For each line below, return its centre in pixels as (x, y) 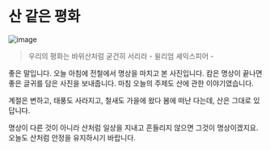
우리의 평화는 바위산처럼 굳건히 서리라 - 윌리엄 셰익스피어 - (121, 56)
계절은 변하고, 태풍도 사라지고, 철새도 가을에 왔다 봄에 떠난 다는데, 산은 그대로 (130, 100)
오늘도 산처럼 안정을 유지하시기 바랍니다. (72, 137)
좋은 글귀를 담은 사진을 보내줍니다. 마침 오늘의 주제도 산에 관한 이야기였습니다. (131, 83)
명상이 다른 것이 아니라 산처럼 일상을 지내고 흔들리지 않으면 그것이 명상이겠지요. (133, 127)
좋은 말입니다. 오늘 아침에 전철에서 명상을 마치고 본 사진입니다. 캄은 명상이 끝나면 (135, 73)
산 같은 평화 (44, 17)
